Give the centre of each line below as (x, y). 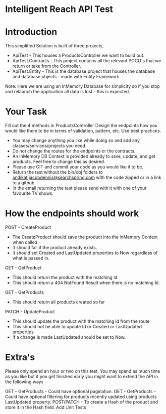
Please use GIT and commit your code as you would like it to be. (78, 167)
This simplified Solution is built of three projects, (55, 46)
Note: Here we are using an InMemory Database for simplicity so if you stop (83, 86)
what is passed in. (31, 258)
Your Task (26, 112)
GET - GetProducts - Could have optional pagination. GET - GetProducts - (81, 391)
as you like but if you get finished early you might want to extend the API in (82, 376)
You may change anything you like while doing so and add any (76, 140)
